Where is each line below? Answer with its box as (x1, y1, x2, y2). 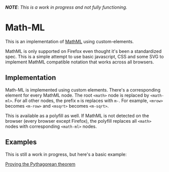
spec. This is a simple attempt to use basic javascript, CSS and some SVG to (5, 53, 164, 59)
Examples (5, 138, 37, 146)
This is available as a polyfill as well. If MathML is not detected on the (5, 113, 149, 119)
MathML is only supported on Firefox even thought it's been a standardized (5, 48, 162, 54)
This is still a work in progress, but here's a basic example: (5, 151, 127, 157)
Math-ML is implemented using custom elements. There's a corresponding (5, 87, 160, 93)
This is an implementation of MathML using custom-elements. (5, 38, 134, 44)
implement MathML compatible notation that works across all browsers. (5, 59, 154, 65)
